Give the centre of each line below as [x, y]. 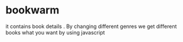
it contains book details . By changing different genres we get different [91, 26]
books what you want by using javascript [55, 32]
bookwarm [32, 10]
